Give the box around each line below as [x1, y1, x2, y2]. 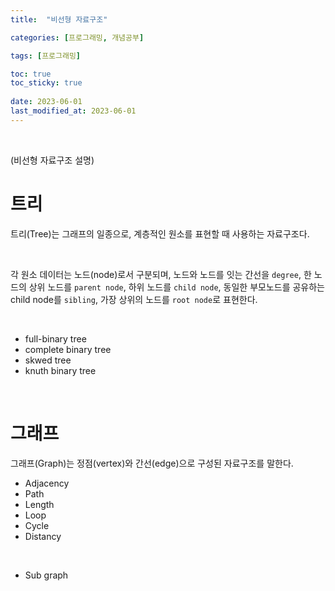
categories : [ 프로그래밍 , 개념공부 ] [10, 32, 145, 43]
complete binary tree [24, 343, 112, 355]
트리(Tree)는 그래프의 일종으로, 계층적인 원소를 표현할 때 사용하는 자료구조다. [10, 227, 310, 240]
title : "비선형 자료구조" [10, 14, 108, 25]
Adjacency [24, 477, 70, 489]
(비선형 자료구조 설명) [10, 154, 95, 166]
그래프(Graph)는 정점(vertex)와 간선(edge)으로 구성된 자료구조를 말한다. [10, 457, 294, 469]
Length [24, 498, 55, 510]
